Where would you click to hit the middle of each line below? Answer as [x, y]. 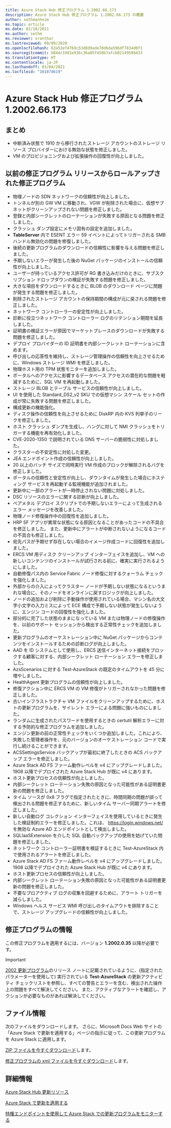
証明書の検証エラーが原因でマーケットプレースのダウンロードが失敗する [89, 331]
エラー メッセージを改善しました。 [49, 510]
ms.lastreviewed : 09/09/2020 [36, 43]
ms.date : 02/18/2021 [27, 29]
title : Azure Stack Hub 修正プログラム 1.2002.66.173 [61, 10]
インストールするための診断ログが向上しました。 [78, 643]
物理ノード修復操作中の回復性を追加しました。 [62, 516]
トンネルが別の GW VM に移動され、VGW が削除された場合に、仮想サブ [88, 203]
